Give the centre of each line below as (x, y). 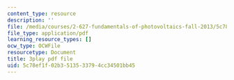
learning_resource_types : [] (49, 40)
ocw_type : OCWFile (34, 46)
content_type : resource (42, 14)
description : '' (31, 20)
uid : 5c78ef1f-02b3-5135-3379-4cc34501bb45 (71, 65)
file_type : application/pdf (48, 33)
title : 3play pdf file (40, 59)
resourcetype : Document (42, 53)
